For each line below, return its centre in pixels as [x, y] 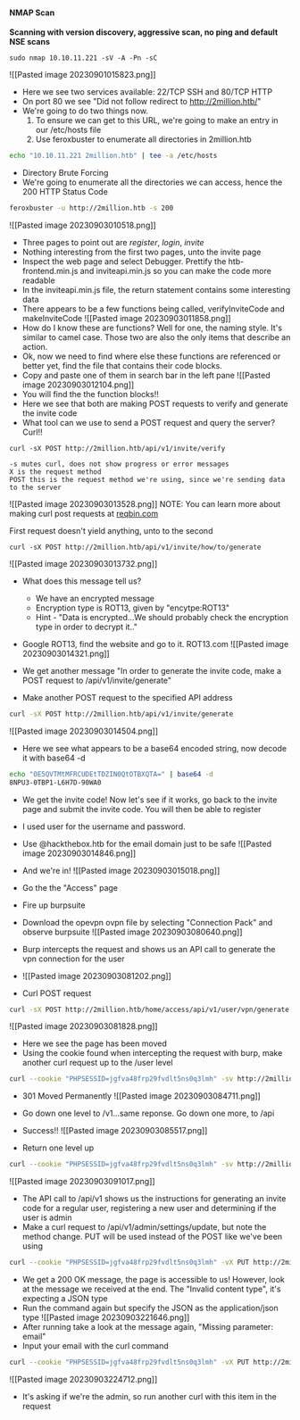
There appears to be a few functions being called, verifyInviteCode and [153, 309]
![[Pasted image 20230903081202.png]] [96, 976]
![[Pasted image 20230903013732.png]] [83, 563]
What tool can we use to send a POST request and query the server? [148, 422]
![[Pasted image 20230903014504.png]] [84, 731]
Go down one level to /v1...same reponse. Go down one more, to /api [148, 1113]
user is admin [47, 1217]
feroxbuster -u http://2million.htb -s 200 [92, 208]
